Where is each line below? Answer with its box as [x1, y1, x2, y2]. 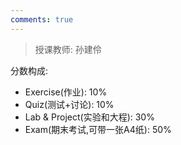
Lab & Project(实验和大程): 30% [24, 111, 155, 123]
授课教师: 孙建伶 [34, 43, 102, 55]
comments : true [10, 14, 74, 25]
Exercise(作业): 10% [24, 86, 108, 98]
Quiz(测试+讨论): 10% [24, 98, 115, 110]
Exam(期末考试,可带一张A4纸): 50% [24, 123, 172, 135]
